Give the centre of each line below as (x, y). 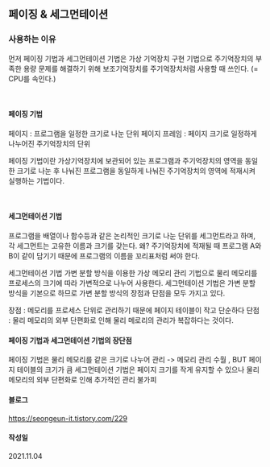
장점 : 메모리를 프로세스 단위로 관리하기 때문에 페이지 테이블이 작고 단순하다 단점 (134, 310)
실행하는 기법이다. (37, 180)
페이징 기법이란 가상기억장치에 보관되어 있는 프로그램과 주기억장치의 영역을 (126, 160)
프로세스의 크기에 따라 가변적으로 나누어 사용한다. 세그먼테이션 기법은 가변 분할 (132, 283)
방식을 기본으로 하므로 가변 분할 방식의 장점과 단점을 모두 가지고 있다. (117, 293)
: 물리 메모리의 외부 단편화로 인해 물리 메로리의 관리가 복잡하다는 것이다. (121, 320)
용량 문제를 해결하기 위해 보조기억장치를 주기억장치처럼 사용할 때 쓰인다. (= (141, 68)
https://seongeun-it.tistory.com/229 (68, 418)
